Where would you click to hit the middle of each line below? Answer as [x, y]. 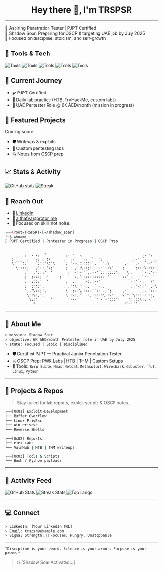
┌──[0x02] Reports [24, 438]
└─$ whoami [16, 237]
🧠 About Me [23, 324]
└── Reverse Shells [25, 430]
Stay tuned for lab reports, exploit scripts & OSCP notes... [74, 403]
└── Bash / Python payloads [33, 461]
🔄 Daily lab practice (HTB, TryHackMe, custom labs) [64, 100]
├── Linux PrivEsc [24, 421]
